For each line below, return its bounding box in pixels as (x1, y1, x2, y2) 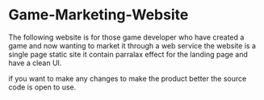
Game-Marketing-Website (8, 6, 189, 24)
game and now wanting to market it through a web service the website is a (8, 40, 257, 50)
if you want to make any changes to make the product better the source (8, 73, 247, 83)
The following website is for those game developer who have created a (8, 32, 245, 42)
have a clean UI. (8, 58, 62, 68)
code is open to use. (8, 82, 77, 92)
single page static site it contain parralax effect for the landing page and (8, 49, 249, 59)
